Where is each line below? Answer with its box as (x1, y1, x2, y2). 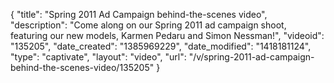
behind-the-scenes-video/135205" (10, 62, 155, 73)
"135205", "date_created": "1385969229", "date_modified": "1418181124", (10, 40, 312, 52)
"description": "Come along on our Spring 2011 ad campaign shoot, (10, 19, 287, 31)
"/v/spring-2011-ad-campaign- (188, 51, 315, 63)
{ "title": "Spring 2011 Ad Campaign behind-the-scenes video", (10, 9, 268, 20)
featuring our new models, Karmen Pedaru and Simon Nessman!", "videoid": (10, 30, 325, 41)
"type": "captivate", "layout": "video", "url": (10, 51, 187, 63)
